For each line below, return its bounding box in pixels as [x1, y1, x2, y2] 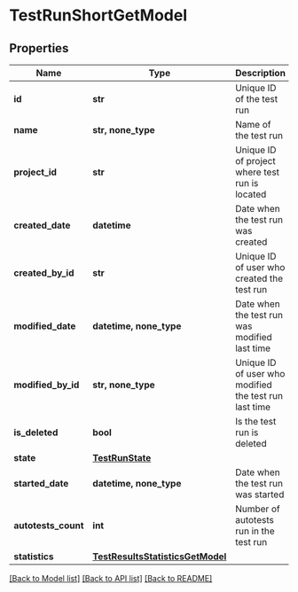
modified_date [13, 320, 76, 332]
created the [234, 272, 284, 284]
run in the [234, 525, 275, 537]
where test [234, 166, 280, 178]
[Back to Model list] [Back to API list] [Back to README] [9, 573, 213, 583]
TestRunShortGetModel [9, 5, 188, 26]
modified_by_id [13, 378, 80, 391]
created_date [13, 219, 71, 231]
